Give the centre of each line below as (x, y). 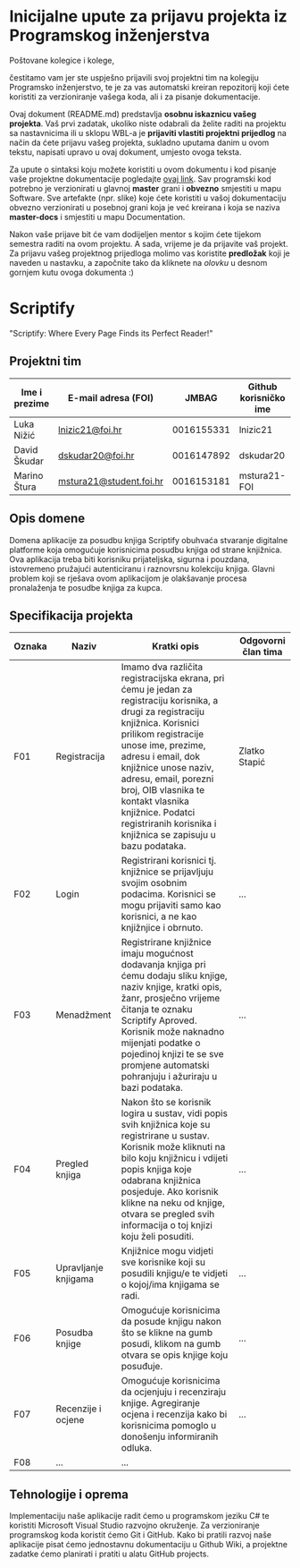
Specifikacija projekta (71, 615)
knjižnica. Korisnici (160, 723)
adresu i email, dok (161, 756)
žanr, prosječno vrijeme (171, 998)
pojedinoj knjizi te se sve (173, 1054)
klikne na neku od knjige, (173, 1203)
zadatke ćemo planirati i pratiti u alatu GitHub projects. (109, 1554)
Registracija (80, 756)
